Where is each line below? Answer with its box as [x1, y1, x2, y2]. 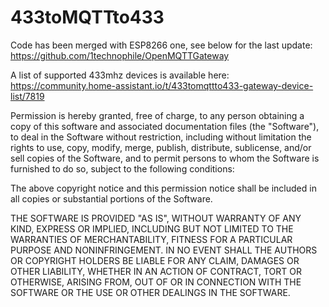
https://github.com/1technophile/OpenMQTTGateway [10, 49, 230, 61]
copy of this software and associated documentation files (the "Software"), [10, 120, 320, 132]
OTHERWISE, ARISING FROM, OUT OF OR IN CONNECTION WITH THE [10, 276, 302, 288]
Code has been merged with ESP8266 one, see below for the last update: [10, 39, 313, 51]
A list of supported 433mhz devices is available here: [10, 69, 230, 81]
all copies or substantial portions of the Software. [10, 192, 213, 205]
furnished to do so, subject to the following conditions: [10, 162, 235, 175]
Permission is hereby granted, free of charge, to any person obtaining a [10, 109, 305, 121]
